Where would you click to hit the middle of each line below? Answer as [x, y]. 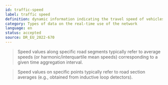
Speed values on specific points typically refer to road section [81, 72]
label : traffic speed [28, 14]
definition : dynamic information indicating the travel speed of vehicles [85, 19]
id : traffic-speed [24, 10]
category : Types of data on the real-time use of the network [71, 24]
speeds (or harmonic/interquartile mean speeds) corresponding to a [87, 57]
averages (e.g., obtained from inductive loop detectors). [75, 77]
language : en [19, 28]
